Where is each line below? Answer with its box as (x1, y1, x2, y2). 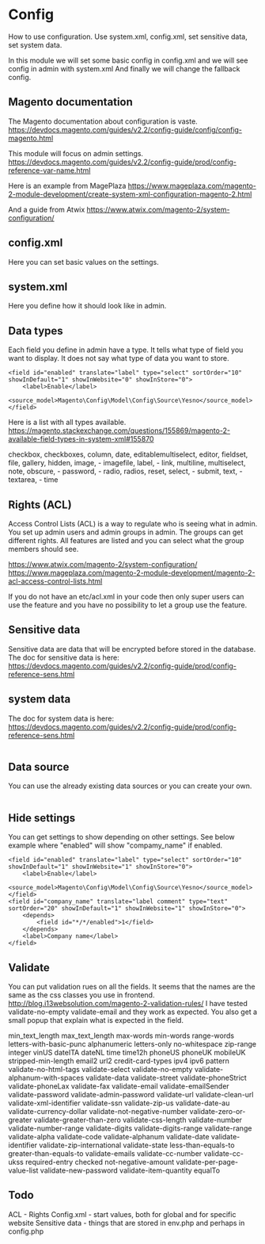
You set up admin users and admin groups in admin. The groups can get (8, 527, 244, 537)
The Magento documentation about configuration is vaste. (8, 117, 198, 126)
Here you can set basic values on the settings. (8, 257, 160, 266)
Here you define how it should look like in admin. (8, 301, 167, 311)
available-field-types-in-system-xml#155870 (8, 434, 154, 444)
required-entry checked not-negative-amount (25, 1158, 175, 1167)
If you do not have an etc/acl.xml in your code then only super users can (8, 592, 244, 601)
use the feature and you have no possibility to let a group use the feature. (8, 600, 248, 610)
